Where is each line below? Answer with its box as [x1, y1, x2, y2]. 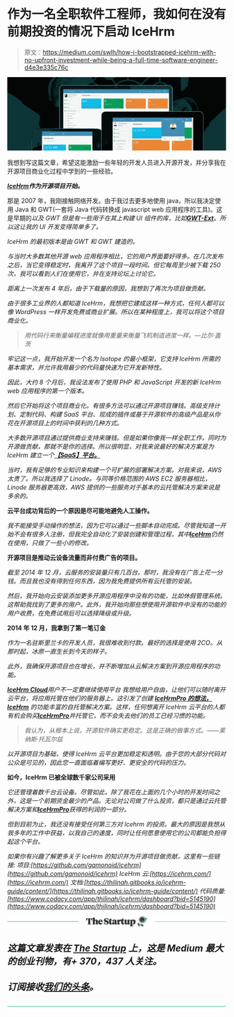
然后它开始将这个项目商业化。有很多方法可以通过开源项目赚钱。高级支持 [7, 402, 214, 410]
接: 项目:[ [7, 861, 33, 869]
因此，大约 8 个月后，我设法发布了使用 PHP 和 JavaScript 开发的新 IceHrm [7, 378, 222, 386]
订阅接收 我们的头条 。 [7, 981, 99, 993]
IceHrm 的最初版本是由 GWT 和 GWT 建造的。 [7, 238, 139, 246]
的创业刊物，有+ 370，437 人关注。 [7, 955, 162, 967]
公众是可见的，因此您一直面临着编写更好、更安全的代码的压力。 [7, 759, 190, 767]
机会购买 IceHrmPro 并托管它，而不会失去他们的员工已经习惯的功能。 [12, 711, 210, 720]
